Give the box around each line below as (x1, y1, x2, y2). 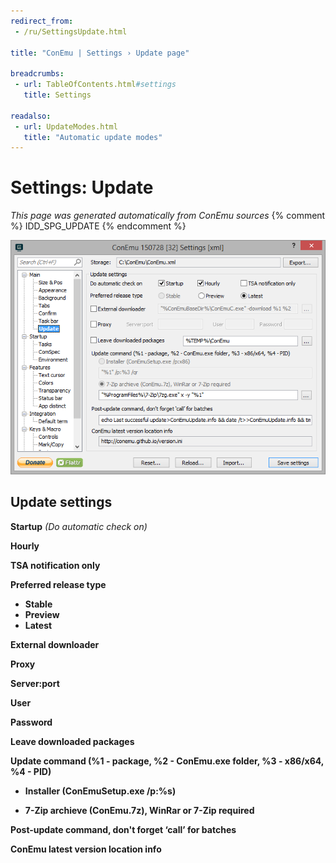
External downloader (10, 638, 100, 650)
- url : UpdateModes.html (14, 121, 118, 132)
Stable (24, 598, 53, 610)
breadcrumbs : (10, 69, 65, 79)
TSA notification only (10, 559, 101, 571)
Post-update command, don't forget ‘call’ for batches (10, 823, 237, 835)
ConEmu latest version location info (10, 843, 162, 855)
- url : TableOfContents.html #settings (14, 80, 177, 90)
